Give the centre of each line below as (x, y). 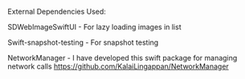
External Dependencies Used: (57, 12)
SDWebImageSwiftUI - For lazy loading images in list (94, 27)
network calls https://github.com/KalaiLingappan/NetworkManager (118, 66)
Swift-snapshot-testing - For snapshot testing (83, 42)
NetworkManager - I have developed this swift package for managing (122, 58)
